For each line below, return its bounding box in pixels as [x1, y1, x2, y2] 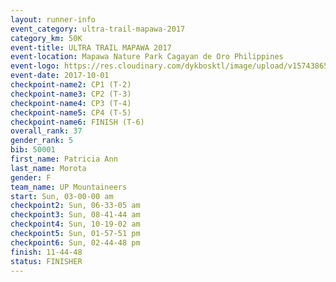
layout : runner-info [10, 14, 97, 25]
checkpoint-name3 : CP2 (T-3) [10, 89, 132, 99]
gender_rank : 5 [10, 136, 74, 146]
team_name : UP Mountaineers [10, 182, 128, 192]
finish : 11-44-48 [10, 247, 83, 257]
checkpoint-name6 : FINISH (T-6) [10, 117, 145, 127]
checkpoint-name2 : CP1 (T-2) [10, 80, 132, 90]
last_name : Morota [10, 163, 87, 173]
